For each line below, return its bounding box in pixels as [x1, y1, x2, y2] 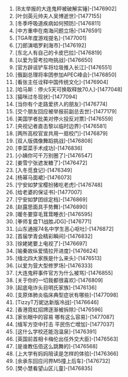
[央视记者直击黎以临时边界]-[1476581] [15, 123, 107, 129]
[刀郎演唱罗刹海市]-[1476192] [15, 42, 87, 49]
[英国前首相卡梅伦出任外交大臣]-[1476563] [15, 335, 119, 342]
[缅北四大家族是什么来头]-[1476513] [15, 255, 102, 261]
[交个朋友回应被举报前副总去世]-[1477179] [15, 108, 117, 115]
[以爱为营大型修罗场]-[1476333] [15, 262, 93, 269]
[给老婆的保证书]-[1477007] [15, 188, 82, 196]
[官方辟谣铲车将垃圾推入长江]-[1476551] [15, 64, 112, 70]
